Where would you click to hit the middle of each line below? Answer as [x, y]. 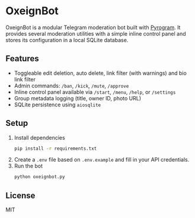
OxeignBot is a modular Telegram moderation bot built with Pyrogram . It [93, 27]
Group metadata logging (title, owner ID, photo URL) [78, 98]
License [20, 195]
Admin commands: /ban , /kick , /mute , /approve [71, 86]
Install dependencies [40, 137]
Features [22, 59]
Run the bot [28, 166]
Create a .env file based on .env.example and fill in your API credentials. [102, 160]
